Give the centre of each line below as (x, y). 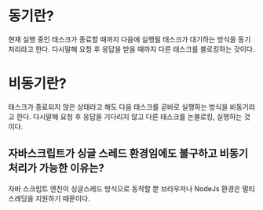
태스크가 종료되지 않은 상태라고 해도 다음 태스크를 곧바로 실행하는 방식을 (118, 107)
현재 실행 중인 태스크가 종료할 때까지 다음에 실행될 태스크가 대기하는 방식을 (122, 39)
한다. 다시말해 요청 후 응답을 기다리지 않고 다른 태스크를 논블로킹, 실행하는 (129, 116)
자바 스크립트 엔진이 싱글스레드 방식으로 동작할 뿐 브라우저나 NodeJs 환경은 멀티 (131, 188)
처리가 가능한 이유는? (56, 168)
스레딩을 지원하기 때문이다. (49, 198)
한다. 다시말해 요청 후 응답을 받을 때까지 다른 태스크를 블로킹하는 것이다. (145, 49)
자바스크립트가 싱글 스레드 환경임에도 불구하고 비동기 (128, 154)
